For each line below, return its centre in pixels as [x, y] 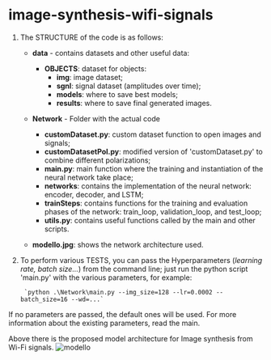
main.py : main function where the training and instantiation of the [154, 168]
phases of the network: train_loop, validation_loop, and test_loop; [153, 211]
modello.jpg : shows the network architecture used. [118, 244]
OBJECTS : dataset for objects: [95, 68]
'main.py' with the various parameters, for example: [106, 277]
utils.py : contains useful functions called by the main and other [150, 220]
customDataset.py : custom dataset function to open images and [152, 134]
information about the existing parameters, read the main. [104, 323]
